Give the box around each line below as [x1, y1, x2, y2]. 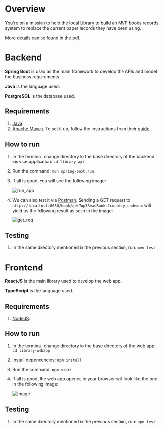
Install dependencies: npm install [12, 357, 81, 363]
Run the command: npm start [12, 366, 73, 372]
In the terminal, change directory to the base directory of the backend [12, 153, 155, 159]
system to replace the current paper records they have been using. [5, 25, 142, 31]
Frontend [5, 262, 43, 273]
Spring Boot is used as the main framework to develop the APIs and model [5, 68, 157, 74]
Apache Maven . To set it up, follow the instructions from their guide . [12, 125, 151, 132]
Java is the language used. [5, 83, 60, 89]
